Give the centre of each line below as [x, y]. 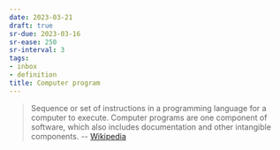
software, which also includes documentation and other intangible [151, 127]
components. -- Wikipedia [78, 136]
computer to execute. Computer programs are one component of [149, 117]
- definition [33, 75]
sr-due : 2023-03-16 [45, 34]
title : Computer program [55, 83]
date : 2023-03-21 [41, 17]
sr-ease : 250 [33, 42]
